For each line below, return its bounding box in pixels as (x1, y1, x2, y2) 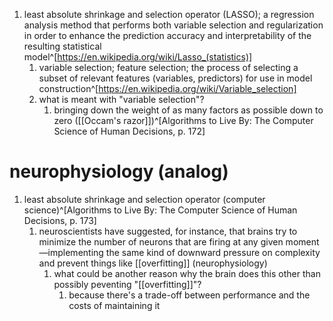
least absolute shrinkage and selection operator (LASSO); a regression (23, 9, 315, 20)
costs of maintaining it (68, 299, 161, 311)
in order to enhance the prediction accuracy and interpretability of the (23, 30, 312, 41)
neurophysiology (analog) (9, 160, 229, 183)
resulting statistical (23, 40, 102, 52)
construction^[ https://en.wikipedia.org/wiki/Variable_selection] (38, 83, 297, 94)
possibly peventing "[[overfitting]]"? (53, 278, 202, 290)
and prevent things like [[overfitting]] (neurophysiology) (38, 257, 268, 269)
